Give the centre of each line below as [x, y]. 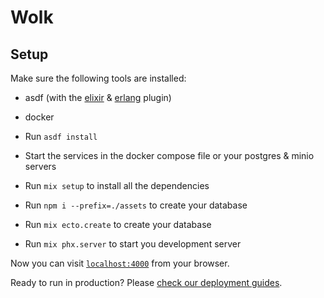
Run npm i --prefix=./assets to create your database [136, 205]
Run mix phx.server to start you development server [133, 244]
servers [40, 166]
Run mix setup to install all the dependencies [117, 185]
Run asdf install [61, 136]
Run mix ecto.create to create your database [118, 224]
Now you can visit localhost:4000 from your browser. [120, 263]
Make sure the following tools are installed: [98, 78]
